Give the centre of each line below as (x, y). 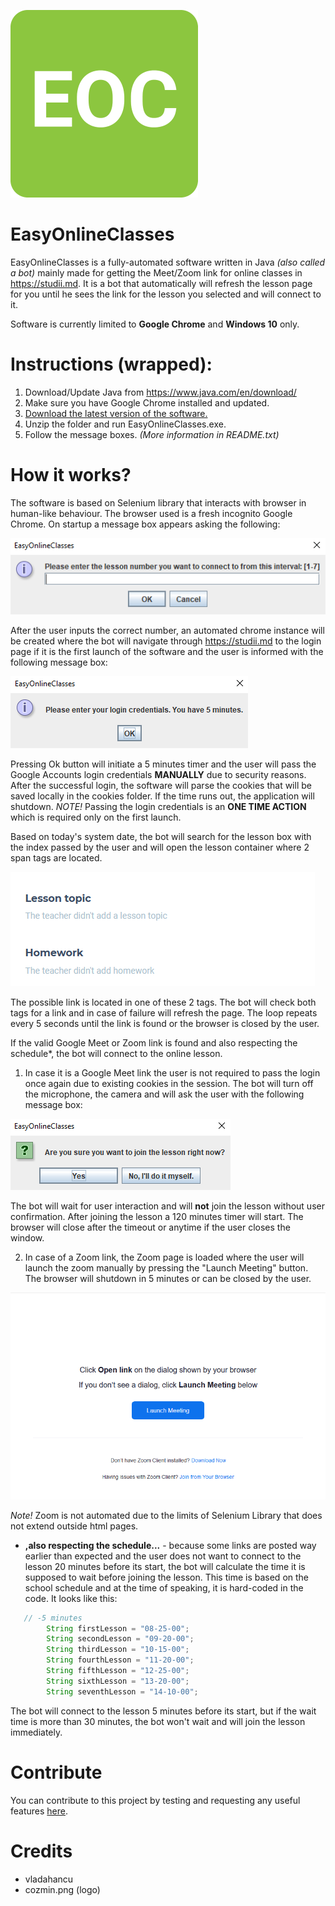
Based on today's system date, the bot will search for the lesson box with (161, 837)
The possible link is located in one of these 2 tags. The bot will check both (163, 1002)
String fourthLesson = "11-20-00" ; (120, 1660)
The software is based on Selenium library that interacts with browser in (158, 502)
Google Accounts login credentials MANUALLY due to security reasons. (158, 775)
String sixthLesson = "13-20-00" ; (118, 1681)
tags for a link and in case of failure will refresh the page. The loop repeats (164, 1013)
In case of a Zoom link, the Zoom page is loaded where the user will (164, 1257)
